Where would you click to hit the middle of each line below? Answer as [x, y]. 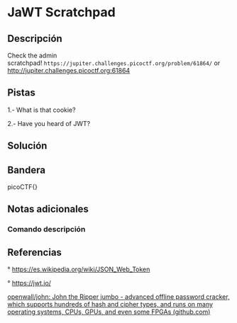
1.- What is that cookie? [42, 110]
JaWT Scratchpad [61, 12]
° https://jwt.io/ [29, 283]
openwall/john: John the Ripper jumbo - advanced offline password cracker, [118, 297]
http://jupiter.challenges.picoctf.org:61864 [69, 70]
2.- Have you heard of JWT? [49, 123]
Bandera [27, 170]
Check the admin [32, 55]
